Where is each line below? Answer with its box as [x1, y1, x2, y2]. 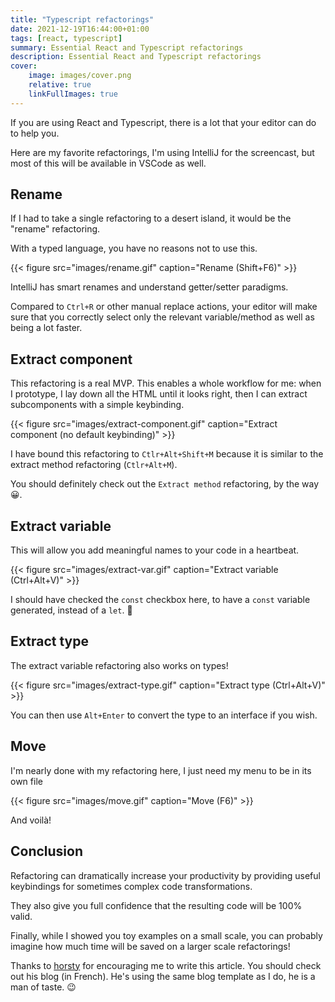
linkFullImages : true [28, 89, 118, 99]
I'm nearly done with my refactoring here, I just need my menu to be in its [10, 764, 312, 776]
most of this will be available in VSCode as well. [10, 157, 207, 169]
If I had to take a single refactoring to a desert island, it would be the [10, 212, 292, 225]
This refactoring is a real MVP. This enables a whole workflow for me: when [10, 377, 322, 390]
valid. [10, 910, 33, 922]
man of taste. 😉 [10, 981, 77, 993]
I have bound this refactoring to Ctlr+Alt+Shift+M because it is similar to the [10, 448, 324, 460]
